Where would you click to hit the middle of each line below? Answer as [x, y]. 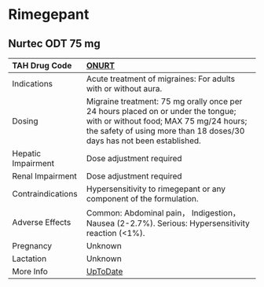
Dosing [25, 121]
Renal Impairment [44, 176]
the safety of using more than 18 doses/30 [165, 131]
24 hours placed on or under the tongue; [161, 111]
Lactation [29, 259]
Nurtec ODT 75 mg [54, 44]
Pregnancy [32, 246]
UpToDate [104, 271]
